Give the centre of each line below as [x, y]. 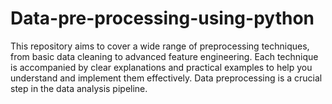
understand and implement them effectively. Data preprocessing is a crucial [166, 78]
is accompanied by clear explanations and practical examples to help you [161, 67]
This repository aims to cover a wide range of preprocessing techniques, [160, 46]
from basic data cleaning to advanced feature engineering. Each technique [164, 56]
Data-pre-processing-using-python [162, 18]
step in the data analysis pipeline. [79, 88]
